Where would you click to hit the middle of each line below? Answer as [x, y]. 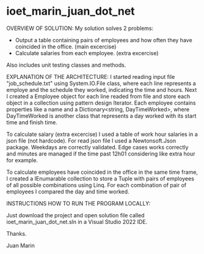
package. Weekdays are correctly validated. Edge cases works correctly [97, 147]
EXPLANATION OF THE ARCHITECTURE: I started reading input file [91, 77]
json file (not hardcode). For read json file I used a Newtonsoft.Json [91, 140]
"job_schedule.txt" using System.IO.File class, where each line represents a [101, 83]
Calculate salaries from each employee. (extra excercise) [87, 53]
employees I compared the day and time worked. [68, 192]
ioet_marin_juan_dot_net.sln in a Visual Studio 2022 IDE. [77, 222]
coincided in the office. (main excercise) [66, 47]
